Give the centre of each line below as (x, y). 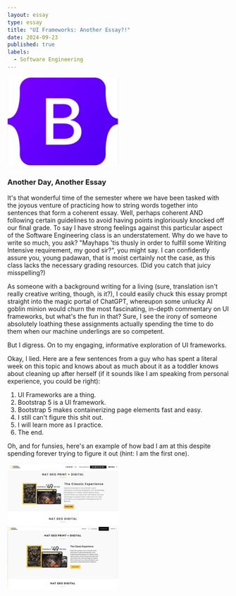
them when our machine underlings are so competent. (86, 331)
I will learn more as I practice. (60, 425)
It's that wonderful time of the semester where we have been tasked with (113, 197)
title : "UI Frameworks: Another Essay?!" (69, 30)
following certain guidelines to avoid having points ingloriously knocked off (116, 220)
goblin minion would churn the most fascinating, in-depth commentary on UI (118, 309)
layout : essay (28, 15)
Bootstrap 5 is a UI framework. (62, 402)
